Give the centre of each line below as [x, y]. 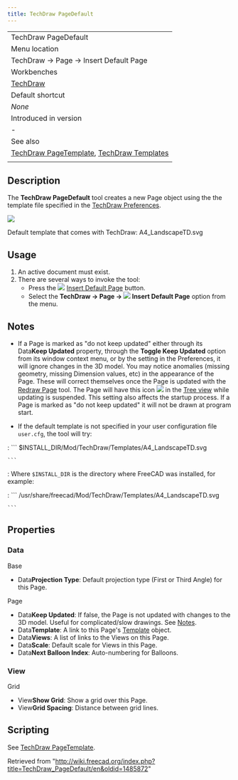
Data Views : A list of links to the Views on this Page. [93, 637]
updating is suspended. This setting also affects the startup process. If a [124, 397]
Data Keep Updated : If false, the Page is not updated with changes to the [124, 615]
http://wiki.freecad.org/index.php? [105, 761]
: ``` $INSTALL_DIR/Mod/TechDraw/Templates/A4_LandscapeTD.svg [107, 448]
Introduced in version [47, 118]
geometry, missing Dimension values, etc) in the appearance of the [116, 374]
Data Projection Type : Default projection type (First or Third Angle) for [120, 579]
